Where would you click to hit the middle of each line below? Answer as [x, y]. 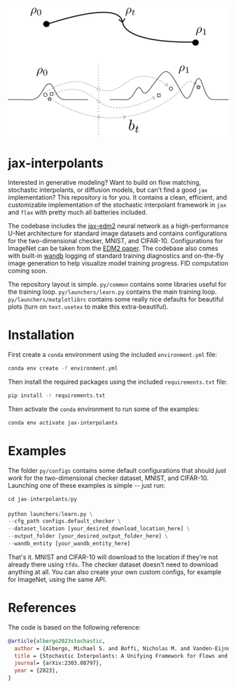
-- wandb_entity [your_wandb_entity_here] [69, 544]
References [42, 608]
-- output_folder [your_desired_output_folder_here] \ [88, 536]
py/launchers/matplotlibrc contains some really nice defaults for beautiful [116, 299]
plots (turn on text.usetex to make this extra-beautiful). [88, 307]
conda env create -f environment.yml [63, 369]
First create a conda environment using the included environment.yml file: [113, 355]
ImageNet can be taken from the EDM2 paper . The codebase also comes [113, 248]
